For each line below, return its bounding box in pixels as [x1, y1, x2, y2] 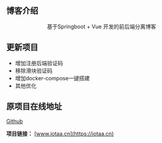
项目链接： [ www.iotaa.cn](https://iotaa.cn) [6, 130, 114, 138]
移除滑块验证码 [15, 67, 53, 74]
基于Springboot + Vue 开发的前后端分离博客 [47, 23, 157, 30]
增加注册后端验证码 [15, 59, 63, 66]
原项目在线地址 [6, 101, 62, 112]
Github [6, 118, 23, 125]
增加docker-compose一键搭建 [15, 74, 90, 81]
